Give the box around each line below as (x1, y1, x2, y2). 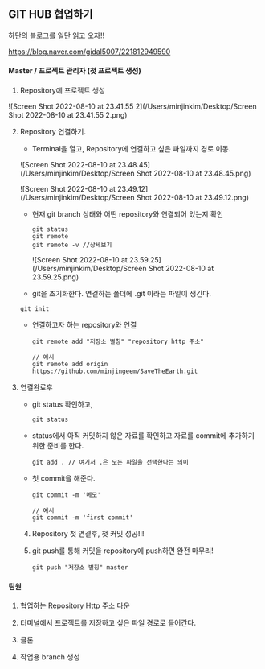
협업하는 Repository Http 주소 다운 (19, 601, 130, 610)
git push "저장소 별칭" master (31, 564, 128, 572)
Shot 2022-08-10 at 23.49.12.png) (136, 192, 250, 203)
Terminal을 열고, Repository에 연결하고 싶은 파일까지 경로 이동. (31, 144, 231, 154)
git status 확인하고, (31, 399, 93, 409)
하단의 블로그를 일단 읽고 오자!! (8, 31, 105, 40)
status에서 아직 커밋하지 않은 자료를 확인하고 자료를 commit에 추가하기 (31, 431, 255, 440)
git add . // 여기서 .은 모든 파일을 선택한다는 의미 (31, 458, 189, 467)
